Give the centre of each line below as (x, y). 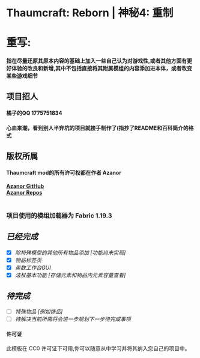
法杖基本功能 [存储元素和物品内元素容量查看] (70, 275)
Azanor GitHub (25, 186)
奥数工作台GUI (33, 268)
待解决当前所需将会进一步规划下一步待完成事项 (73, 319)
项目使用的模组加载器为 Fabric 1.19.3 (59, 216)
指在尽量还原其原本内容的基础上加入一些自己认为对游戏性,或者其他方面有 (97, 61)
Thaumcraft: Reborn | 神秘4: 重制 (90, 13)
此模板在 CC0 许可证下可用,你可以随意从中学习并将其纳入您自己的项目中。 (98, 348)
